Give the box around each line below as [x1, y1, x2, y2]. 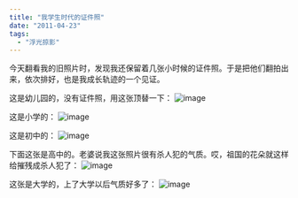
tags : [9, 29, 29, 38]
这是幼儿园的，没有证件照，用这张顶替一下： [9, 93, 173, 103]
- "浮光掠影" [17, 37, 60, 47]
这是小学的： [9, 111, 56, 122]
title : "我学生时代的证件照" [9, 12, 105, 22]
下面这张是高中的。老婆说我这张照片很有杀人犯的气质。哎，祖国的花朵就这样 [9, 149, 289, 160]
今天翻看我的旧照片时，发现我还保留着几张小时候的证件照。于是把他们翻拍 [9, 63, 281, 73]
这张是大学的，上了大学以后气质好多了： [9, 179, 157, 190]
